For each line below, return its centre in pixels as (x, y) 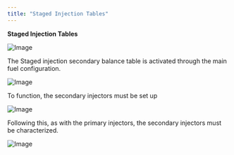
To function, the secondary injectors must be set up (82, 95)
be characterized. (33, 130)
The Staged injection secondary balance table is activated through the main (117, 61)
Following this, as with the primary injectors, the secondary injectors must (115, 123)
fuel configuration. (34, 68)
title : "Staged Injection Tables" (58, 14)
